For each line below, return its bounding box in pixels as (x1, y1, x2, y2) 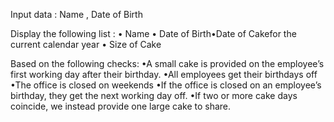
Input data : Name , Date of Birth (10, 9, 143, 20)
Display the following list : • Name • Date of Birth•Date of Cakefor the (10, 28, 297, 39)
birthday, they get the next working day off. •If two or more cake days (10, 90, 298, 101)
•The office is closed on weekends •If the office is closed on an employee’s (10, 79, 322, 91)
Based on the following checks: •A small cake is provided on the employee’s (10, 58, 325, 69)
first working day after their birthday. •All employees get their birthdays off (10, 69, 318, 80)
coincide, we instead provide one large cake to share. (10, 100, 232, 112)
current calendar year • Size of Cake (10, 39, 162, 50)
